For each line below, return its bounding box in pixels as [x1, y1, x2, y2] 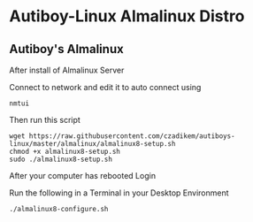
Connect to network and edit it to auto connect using [9, 82, 202, 92]
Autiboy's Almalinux [9, 42, 124, 57]
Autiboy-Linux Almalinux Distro [9, 6, 245, 27]
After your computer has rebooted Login [9, 171, 157, 180]
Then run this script [9, 115, 81, 125]
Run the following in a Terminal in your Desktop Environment [9, 188, 229, 198]
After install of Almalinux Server [9, 65, 125, 75]
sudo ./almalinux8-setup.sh [9, 155, 113, 164]
